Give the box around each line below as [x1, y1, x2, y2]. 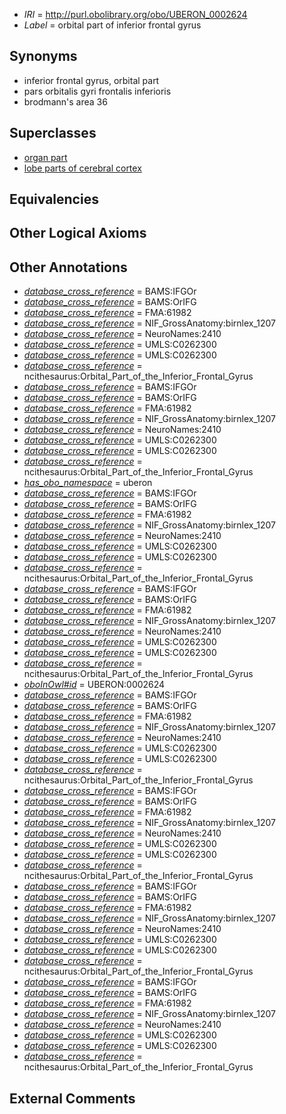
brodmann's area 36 [23, 95, 108, 108]
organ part [23, 151, 68, 163]
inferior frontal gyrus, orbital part [23, 74, 160, 86]
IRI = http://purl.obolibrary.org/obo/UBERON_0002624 [23, 9, 248, 20]
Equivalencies [9, 191, 99, 208]
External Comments [9, 1090, 136, 1107]
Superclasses [9, 125, 97, 142]
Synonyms [9, 48, 78, 65]
